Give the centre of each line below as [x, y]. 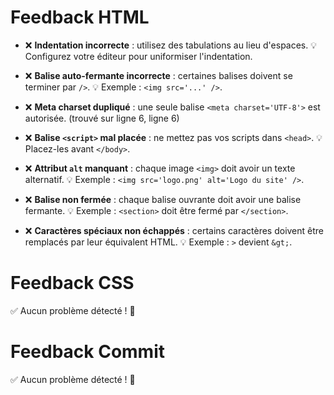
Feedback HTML [80, 17]
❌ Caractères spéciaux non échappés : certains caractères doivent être [174, 230]
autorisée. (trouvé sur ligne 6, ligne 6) [102, 118]
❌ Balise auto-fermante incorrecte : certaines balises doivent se [158, 75]
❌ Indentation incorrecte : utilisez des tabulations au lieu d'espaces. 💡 [171, 45]
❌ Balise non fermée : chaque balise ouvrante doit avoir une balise [163, 199]
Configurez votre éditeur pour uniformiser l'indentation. [138, 56]
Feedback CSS [72, 283]
